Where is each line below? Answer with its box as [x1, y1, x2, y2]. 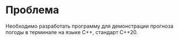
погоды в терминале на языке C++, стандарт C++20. [5, 28, 139, 35]
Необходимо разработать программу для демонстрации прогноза [5, 23, 174, 29]
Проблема [5, 3, 59, 17]
